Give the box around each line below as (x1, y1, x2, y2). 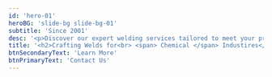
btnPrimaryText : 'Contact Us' (8, 57, 111, 65)
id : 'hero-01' (8, 11, 57, 20)
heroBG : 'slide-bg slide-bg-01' (8, 19, 117, 27)
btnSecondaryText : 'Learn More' (8, 49, 117, 57)
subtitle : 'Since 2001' (8, 26, 89, 34)
